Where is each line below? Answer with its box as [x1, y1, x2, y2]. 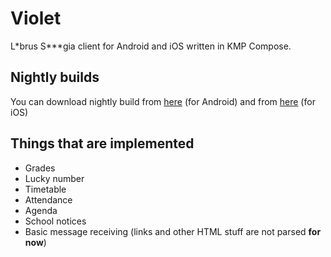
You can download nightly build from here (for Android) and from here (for [10, 95, 316, 107]
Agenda [24, 204, 58, 216]
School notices [24, 215, 87, 227]
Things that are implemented [10, 135, 195, 152]
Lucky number [24, 172, 85, 184]
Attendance [24, 193, 73, 206]
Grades [24, 162, 56, 174]
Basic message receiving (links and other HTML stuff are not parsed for [24, 225, 322, 237]
